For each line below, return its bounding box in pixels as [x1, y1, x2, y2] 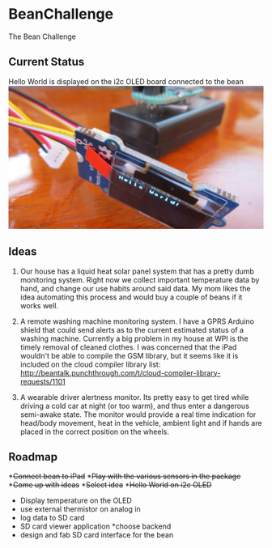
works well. [19, 300, 59, 310]
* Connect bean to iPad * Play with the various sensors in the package [8, 471, 241, 482]
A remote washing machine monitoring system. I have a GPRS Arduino [19, 316, 255, 326]
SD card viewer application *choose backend [19, 521, 172, 531]
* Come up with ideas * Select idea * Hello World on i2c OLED [8, 480, 212, 490]
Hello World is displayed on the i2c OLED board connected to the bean [8, 76, 244, 86]
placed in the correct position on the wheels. [19, 427, 170, 436]
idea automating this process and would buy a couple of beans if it [19, 292, 243, 302]
